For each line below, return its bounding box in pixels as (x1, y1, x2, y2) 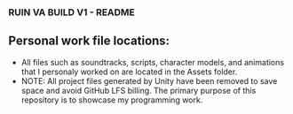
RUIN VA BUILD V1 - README (8, 6, 135, 19)
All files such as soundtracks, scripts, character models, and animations (20, 57, 285, 67)
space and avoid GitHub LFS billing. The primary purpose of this (20, 85, 257, 95)
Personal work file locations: (8, 34, 170, 49)
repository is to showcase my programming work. (20, 95, 203, 105)
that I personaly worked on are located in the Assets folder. (20, 66, 238, 77)
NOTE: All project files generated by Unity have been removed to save (20, 75, 278, 86)
